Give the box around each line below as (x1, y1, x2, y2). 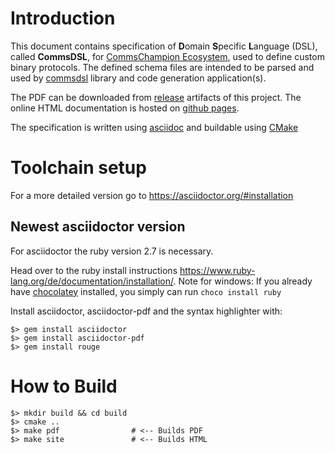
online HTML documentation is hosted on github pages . (10, 102, 240, 114)
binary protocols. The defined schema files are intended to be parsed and (10, 61, 315, 73)
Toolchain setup (10, 157, 147, 179)
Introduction (10, 7, 116, 30)
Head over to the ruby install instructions (10, 264, 178, 276)
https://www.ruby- (179, 264, 256, 276)
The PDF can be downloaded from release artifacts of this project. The (10, 91, 302, 103)
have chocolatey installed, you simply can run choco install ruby (10, 285, 282, 297)
